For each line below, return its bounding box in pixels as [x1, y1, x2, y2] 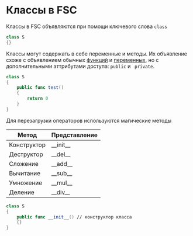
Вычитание [9, 169, 41, 177]
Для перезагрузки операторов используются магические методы [6, 117, 172, 124]
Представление [51, 131, 98, 139]
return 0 [27, 96, 49, 102]
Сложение [9, 159, 39, 168]
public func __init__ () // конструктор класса [16, 214, 132, 220]
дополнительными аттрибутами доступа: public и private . [6, 63, 155, 70]
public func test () [16, 85, 64, 91]
